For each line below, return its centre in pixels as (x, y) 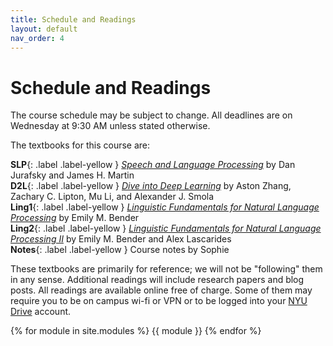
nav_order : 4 (37, 38)
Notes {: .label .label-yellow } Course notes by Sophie (120, 250)
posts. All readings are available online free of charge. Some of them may (161, 290)
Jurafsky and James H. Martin (72, 175)
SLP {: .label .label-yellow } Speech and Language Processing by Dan (153, 165)
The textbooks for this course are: (80, 145)
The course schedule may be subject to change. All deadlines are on (151, 115)
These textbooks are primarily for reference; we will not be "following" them (166, 269)
